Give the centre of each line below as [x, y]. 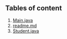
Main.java [23, 20]
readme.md [25, 25]
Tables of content [34, 8]
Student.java [26, 31]
